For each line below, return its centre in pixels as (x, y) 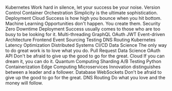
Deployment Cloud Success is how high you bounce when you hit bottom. (83, 18)
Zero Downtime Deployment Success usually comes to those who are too (83, 29)
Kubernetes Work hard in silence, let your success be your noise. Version (83, 7)
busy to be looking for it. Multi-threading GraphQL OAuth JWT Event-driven (85, 34)
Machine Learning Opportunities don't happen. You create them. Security (83, 23)
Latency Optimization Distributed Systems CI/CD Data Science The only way (86, 45)
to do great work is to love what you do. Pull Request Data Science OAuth (83, 51)
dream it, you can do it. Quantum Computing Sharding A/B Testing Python (83, 61)
